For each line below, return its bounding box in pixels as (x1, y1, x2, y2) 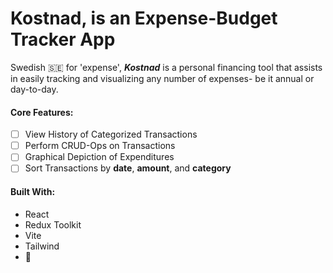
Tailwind (24, 240, 60, 252)
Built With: (10, 185, 56, 197)
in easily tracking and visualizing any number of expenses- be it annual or (10, 72, 315, 84)
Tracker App (10, 28, 116, 51)
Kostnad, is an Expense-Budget (10, 7, 278, 30)
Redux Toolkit (24, 218, 82, 231)
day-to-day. (10, 83, 59, 95)
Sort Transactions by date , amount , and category (24, 162, 232, 174)
